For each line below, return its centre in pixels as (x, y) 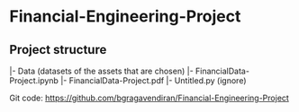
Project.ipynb (34, 81)
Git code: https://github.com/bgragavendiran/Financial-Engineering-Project (149, 98)
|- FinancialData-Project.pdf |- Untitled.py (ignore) (153, 81)
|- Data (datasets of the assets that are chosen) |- (101, 71)
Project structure (58, 50)
